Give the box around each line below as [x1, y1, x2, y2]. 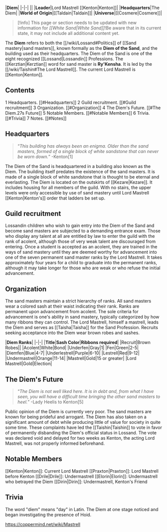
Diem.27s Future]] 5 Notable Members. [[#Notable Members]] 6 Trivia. [5, 110, 150, 116]
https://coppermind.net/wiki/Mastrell [5, 521, 81, 527]
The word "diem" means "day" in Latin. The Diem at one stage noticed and [5, 506, 159, 512]
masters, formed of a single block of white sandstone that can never [17, 148, 159, 154]
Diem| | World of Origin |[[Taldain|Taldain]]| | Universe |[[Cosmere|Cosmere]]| [5, 10, 162, 16]
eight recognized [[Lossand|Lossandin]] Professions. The [5, 56, 124, 62]
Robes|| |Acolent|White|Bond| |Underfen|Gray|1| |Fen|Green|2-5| [5, 345, 139, 351]
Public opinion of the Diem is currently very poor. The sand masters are [5, 409, 152, 415]
